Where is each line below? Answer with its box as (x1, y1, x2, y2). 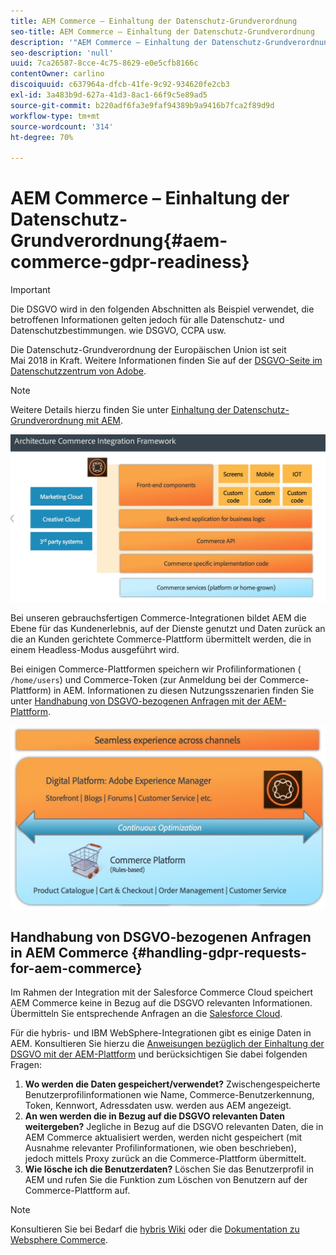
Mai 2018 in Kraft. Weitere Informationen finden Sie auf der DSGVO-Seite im (10, 355, 323, 367)
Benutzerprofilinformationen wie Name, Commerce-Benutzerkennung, (24, 1089, 315, 1101)
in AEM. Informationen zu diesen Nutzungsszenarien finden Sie (53, 685, 315, 697)
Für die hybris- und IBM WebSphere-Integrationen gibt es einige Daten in (10, 1027, 312, 1039)
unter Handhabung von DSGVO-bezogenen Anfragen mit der (10, 695, 262, 707)
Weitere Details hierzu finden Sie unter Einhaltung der (10, 404, 232, 416)
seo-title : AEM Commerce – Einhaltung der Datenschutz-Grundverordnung (10, 26, 315, 37)
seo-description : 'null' (10, 48, 114, 58)
